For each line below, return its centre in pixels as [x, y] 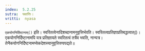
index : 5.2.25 [20, 9]
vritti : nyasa [20, 18]
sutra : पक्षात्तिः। [19, 14]
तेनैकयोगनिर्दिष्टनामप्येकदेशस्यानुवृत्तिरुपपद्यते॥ [40, 43]
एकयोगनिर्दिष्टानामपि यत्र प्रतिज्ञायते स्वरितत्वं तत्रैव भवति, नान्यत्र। [54, 38]
